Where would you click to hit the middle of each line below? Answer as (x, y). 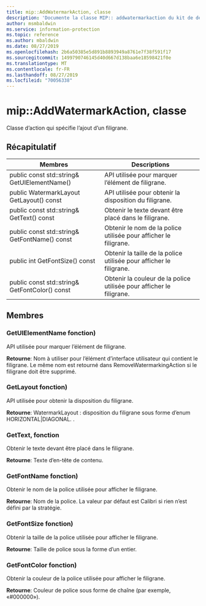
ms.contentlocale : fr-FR (38, 69)
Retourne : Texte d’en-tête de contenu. (55, 460)
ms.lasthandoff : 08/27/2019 (42, 75)
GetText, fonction (33, 435)
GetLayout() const (36, 200)
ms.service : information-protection (53, 29)
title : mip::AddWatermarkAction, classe (59, 12)
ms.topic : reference (33, 35)
